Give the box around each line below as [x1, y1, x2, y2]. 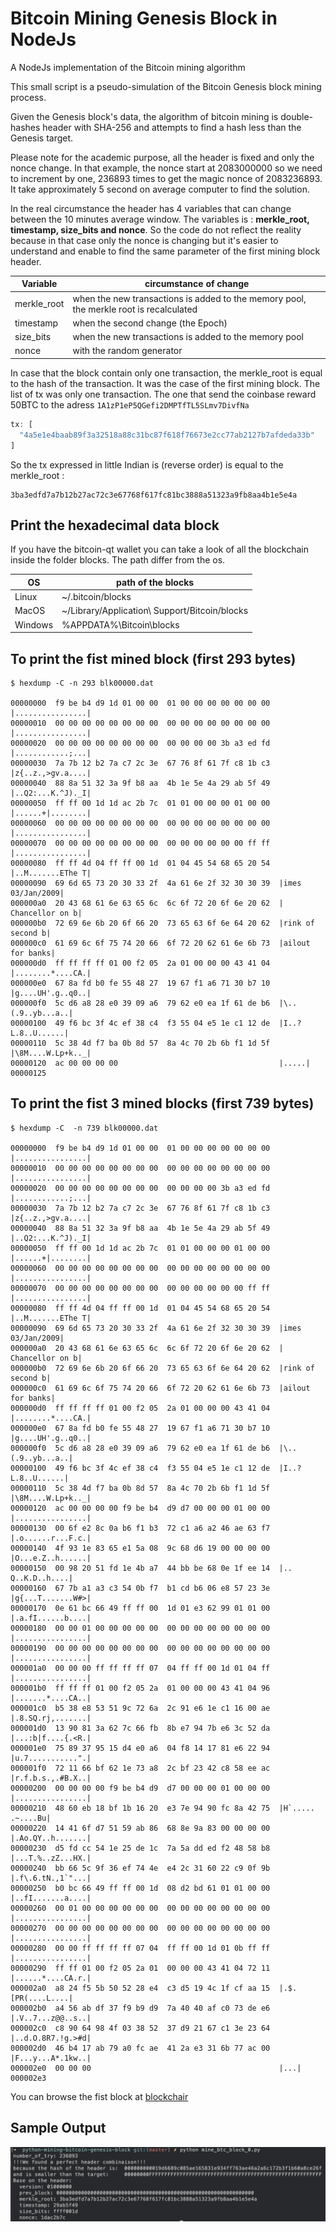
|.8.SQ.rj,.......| [10, 1713, 92, 1723]
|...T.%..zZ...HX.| [10, 1853, 92, 1863]
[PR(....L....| [10, 1993, 74, 2003]
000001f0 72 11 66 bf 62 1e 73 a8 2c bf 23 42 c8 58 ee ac [10, 1763, 271, 1773]
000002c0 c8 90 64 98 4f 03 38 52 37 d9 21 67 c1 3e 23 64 [10, 2023, 271, 2033]
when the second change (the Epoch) [72, 317, 228, 329]
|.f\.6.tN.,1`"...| [10, 1873, 92, 1883]
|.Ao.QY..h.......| [10, 1833, 92, 1843]
